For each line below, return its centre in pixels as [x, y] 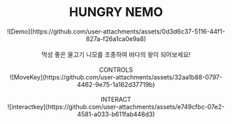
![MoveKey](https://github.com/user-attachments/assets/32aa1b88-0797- [116, 77]
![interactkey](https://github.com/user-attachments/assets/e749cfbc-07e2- [116, 107]
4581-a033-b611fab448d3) [116, 114]
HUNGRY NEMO [116, 12]
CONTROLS [116, 70]
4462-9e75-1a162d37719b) [116, 84]
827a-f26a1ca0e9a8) [116, 38]
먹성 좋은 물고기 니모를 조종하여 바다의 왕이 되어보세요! [116, 54]
